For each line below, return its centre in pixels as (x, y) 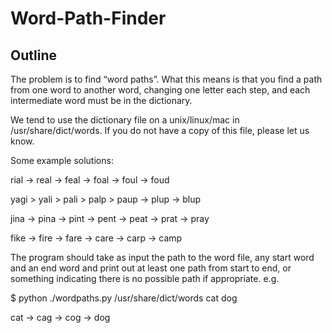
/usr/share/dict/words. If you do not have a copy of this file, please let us (160, 130)
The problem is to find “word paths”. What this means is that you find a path (166, 79)
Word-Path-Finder (88, 18)
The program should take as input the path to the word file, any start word (162, 257)
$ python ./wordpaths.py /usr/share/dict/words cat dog (124, 298)
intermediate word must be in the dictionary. (101, 100)
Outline (33, 55)
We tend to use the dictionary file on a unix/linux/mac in (125, 120)
